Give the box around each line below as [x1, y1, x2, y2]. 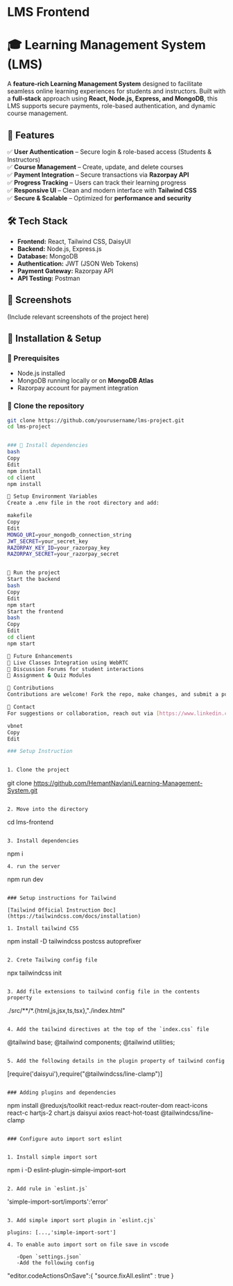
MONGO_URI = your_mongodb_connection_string [7, 531, 132, 538]
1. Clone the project [7, 767, 70, 774]
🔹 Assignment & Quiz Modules [7, 672, 92, 679]
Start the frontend [7, 608, 64, 615]
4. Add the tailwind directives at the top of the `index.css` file [7, 1026, 209, 1033]
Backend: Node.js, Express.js [17, 244, 102, 253]
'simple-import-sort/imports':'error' [7, 1197, 109, 1206]
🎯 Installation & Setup [7, 332, 102, 344]
